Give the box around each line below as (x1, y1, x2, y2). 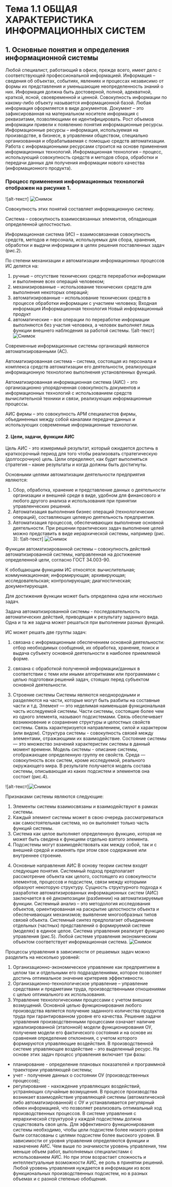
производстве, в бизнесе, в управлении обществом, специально (5, 132, 148, 139)
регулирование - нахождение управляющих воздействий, (12, 1083, 141, 1089)
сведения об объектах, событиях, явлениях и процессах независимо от (5, 78, 164, 84)
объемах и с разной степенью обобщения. (12, 1176, 107, 1182)
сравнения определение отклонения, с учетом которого (12, 1035, 138, 1041)
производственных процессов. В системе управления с (12, 1110, 137, 1116)
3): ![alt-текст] (12, 536, 44, 542)
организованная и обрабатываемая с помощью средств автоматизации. (5, 138, 166, 144)
